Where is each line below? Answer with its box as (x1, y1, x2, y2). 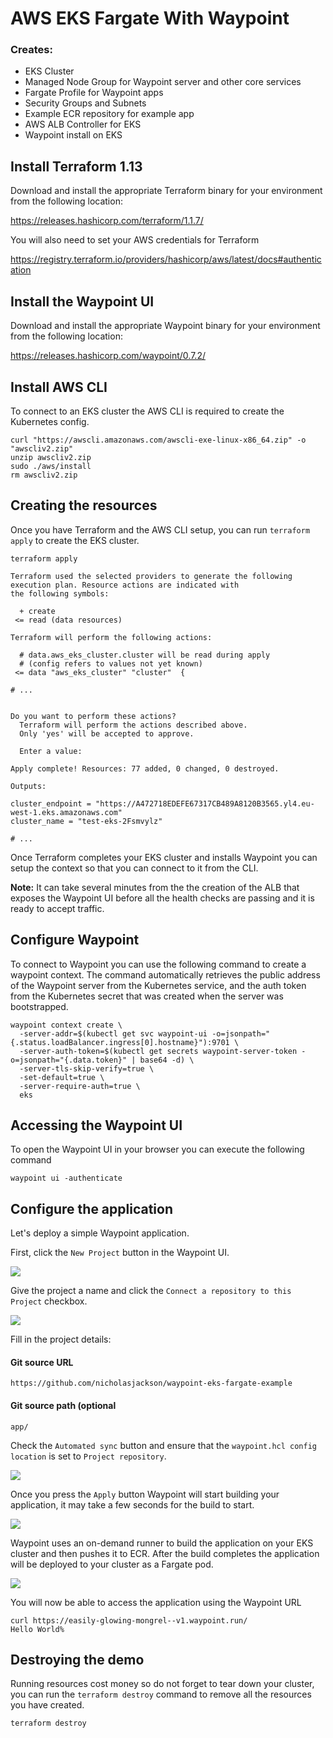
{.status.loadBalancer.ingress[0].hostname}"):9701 (10, 1037, 230, 1047)
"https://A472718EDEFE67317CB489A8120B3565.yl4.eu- (95, 798, 315, 809)
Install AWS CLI (10, 378, 108, 396)
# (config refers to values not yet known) (19, 658, 203, 669)
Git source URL (10, 1356, 74, 1368)
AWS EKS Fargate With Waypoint (10, 7, 290, 30)
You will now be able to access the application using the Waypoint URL (10, 1596, 302, 1608)
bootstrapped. (10, 1000, 69, 1012)
